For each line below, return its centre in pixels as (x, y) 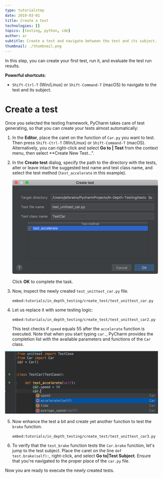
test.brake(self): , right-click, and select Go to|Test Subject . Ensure (81, 456)
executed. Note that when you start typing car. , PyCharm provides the (83, 334)
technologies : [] (23, 26)
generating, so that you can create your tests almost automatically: (72, 128)
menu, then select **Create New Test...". (53, 153)
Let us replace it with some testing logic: (52, 310)
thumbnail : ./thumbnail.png (33, 46)
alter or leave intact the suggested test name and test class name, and (82, 167)
